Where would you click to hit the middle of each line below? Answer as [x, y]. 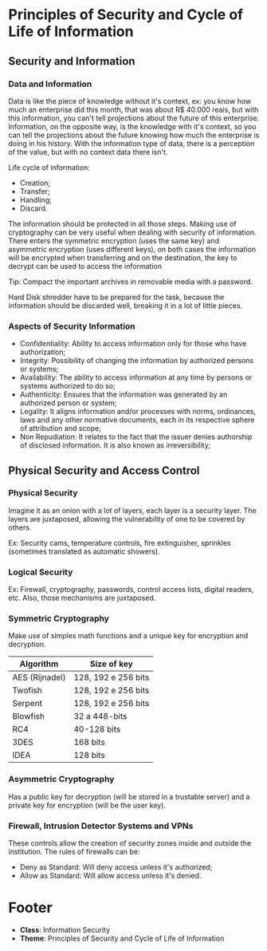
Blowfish [29, 716]
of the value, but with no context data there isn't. [88, 152]
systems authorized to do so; [67, 386]
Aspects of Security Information [72, 326]
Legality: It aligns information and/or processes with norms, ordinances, [138, 412]
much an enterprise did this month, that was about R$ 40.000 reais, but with [133, 109]
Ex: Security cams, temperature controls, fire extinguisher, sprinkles [120, 543]
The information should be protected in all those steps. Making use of [122, 223]
